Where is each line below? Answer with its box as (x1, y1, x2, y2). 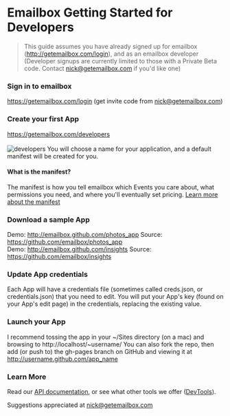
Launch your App (7, 317, 66, 326)
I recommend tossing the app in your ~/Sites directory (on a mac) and (7, 333, 205, 341)
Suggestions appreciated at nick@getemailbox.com (7, 401, 153, 409)
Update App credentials (7, 269, 88, 279)
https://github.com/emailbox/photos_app (7, 238, 123, 246)
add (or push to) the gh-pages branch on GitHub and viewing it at (7, 347, 192, 355)
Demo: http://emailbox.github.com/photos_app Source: (7, 231, 163, 239)
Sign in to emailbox (7, 81, 72, 91)
